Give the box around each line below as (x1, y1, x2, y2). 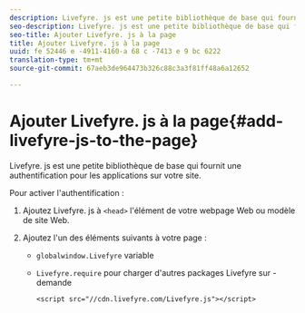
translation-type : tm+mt (9, 55, 103, 64)
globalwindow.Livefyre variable (35, 249, 154, 260)
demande (35, 277, 73, 288)
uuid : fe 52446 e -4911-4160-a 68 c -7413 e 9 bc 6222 (9, 47, 221, 56)
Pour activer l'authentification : (9, 187, 124, 198)
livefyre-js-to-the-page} (9, 131, 199, 151)
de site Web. (22, 214, 70, 225)
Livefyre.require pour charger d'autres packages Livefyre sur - (35, 267, 277, 278)
